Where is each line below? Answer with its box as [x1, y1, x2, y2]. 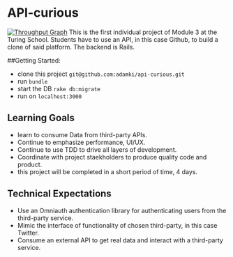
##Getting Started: [7, 56, 61, 64]
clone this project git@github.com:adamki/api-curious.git [17, 70, 185, 78]
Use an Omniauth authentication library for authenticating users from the [17, 206, 227, 215]
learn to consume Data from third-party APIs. [17, 130, 148, 139]
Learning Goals [7, 112, 75, 124]
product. [17, 160, 43, 169]
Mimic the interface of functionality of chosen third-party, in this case [17, 221, 218, 229]
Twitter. [17, 228, 40, 237]
